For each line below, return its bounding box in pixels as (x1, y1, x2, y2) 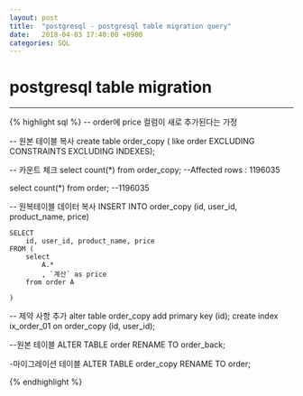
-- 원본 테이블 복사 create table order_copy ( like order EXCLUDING (9, 136, 255, 147)
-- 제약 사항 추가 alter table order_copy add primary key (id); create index (9, 310, 279, 321)
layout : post (9, 13, 59, 23)
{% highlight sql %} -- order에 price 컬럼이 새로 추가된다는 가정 (9, 116, 238, 127)
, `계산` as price (41, 270, 107, 280)
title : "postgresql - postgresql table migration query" (9, 22, 232, 31)
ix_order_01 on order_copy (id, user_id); (9, 321, 156, 332)
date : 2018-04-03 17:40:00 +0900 (9, 30, 143, 39)
